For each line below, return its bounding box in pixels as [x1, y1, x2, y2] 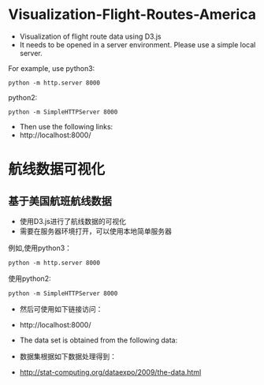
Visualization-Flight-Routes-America [8, 6, 256, 24]
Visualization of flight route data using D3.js [19, 32, 162, 41]
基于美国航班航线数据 [8, 194, 112, 207]
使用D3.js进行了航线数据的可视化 [19, 216, 127, 226]
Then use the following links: [19, 121, 113, 131]
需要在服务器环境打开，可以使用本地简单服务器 [19, 226, 172, 236]
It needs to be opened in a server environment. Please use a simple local [19, 39, 256, 49]
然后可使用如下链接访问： [19, 304, 103, 313]
